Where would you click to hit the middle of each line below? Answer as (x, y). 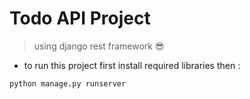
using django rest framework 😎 (99, 46)
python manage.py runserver (68, 83)
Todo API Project (80, 18)
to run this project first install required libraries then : (132, 65)
